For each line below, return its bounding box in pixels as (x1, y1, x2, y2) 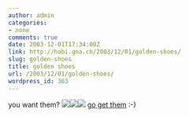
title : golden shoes (8, 63, 76, 71)
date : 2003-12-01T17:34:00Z (8, 41, 101, 49)
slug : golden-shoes (8, 56, 72, 64)
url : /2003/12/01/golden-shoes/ (8, 70, 114, 78)
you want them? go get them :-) (8, 100, 136, 109)
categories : (8, 19, 47, 27)
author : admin (8, 11, 55, 20)
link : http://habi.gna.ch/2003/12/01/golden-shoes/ (8, 48, 181, 56)
